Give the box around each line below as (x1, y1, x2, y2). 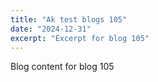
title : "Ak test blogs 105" (10, 14, 128, 25)
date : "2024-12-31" (10, 24, 92, 34)
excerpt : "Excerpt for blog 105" (10, 33, 150, 43)
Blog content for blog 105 (10, 61, 115, 73)
